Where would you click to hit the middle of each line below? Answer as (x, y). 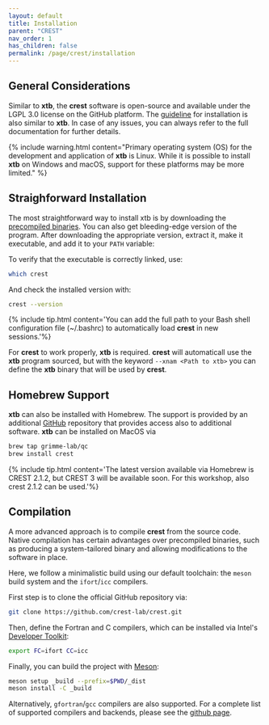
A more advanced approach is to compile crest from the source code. (124, 531)
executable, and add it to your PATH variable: (82, 243)
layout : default (36, 16)
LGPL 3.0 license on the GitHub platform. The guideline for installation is (128, 114)
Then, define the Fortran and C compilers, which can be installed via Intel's (133, 627)
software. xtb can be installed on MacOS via (82, 432)
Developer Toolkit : (39, 636)
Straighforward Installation (78, 198)
